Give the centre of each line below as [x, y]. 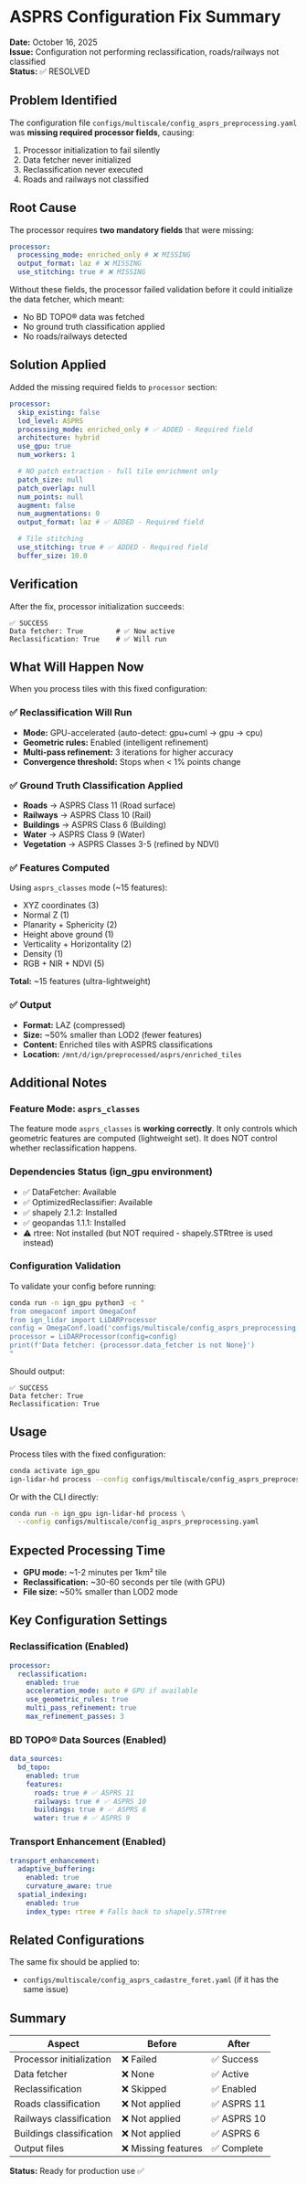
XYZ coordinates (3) [61, 906]
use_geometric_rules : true [77, 1700]
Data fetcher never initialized [77, 159]
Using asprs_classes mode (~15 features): [89, 887]
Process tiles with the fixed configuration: [88, 1454]
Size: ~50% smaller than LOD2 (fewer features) [112, 1034]
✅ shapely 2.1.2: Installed [70, 1212]
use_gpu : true [44, 446]
